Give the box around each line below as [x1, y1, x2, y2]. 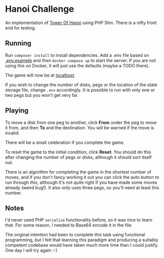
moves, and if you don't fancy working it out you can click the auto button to [5, 174, 160, 180]
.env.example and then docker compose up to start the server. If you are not [5, 57, 156, 63]
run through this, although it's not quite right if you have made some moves [5, 179, 157, 185]
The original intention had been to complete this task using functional [5, 232, 145, 238]
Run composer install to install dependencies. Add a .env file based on [5, 52, 149, 58]
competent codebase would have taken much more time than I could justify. [5, 242, 159, 248]
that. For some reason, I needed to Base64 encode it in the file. [5, 222, 133, 228]
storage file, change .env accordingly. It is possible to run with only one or [5, 87, 155, 93]
